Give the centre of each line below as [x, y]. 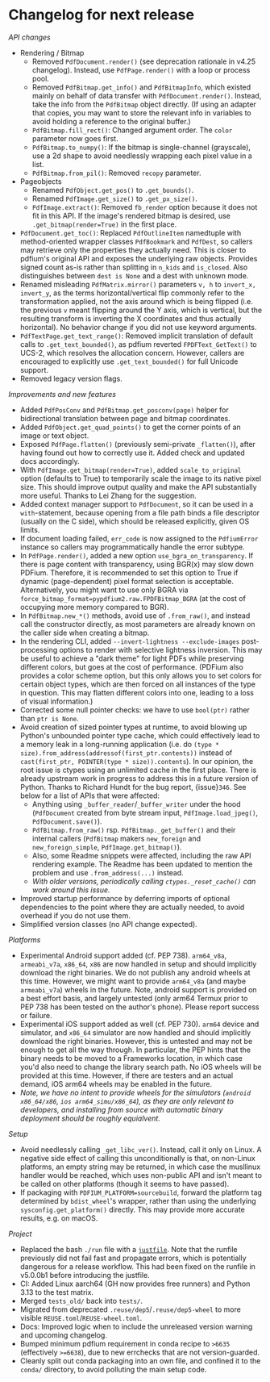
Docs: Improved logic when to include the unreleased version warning [136, 1326]
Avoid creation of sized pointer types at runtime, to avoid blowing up [133, 727]
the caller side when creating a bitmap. [85, 633]
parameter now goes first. [75, 138]
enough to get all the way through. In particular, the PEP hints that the [135, 1050]
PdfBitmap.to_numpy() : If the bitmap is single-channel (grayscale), [141, 147]
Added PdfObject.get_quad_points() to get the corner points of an [131, 427]
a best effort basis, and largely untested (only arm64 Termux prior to [134, 998]
